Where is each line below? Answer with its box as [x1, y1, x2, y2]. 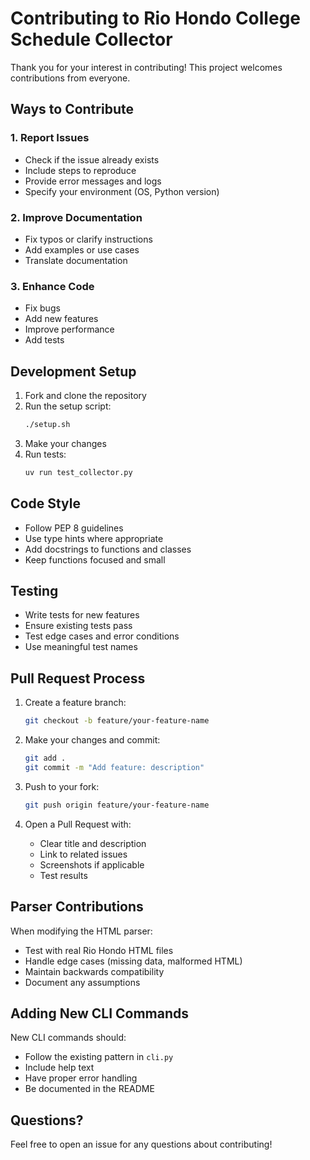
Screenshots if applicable [39, 858, 145, 871]
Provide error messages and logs [24, 175, 162, 187]
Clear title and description [39, 837, 147, 849]
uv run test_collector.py [24, 467, 133, 477]
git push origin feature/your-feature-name [24, 800, 210, 810]
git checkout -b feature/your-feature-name [24, 716, 210, 726]
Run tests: [24, 448, 67, 460]
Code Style [10, 495, 81, 512]
